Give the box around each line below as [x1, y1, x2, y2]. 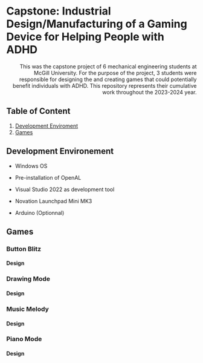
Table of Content [6, 106, 71, 116]
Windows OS [14, 162, 48, 169]
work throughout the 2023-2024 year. [102, 88, 197, 96]
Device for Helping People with [6, 30, 164, 44]
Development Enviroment [14, 122, 79, 129]
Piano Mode [6, 335, 42, 343]
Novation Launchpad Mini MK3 [14, 197, 92, 204]
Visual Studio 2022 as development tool [14, 186, 115, 193]
